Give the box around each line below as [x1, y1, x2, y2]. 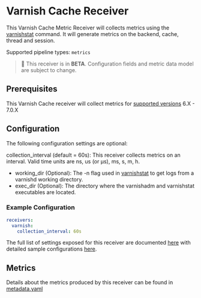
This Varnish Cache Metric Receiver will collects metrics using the [6, 24, 170, 31]
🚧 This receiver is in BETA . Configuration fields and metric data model [20, 60, 194, 67]
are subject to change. [20, 66, 77, 73]
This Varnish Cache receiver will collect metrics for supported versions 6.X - [6, 100, 195, 107]
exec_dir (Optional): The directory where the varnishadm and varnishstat [14, 182, 195, 189]
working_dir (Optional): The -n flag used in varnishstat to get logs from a [14, 169, 194, 177]
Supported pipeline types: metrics [6, 48, 91, 55]
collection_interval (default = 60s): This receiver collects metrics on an [6, 151, 181, 159]
